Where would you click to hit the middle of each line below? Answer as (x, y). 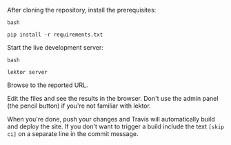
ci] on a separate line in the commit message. (73, 134)
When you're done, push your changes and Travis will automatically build (111, 119)
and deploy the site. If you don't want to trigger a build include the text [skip (115, 126)
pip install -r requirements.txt (55, 35)
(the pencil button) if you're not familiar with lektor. (79, 106)
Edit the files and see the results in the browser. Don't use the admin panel (113, 98)
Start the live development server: (55, 47)
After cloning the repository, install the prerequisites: (82, 10)
